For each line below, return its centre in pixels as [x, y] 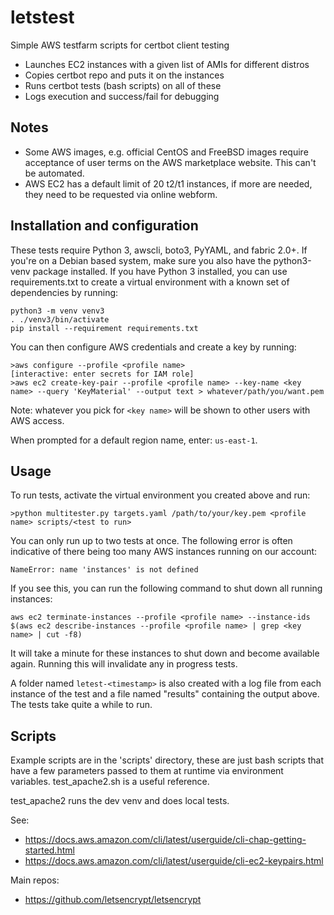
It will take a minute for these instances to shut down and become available [165, 653]
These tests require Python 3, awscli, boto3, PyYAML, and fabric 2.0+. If [159, 250]
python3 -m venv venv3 [57, 311]
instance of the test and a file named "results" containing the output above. [165, 694]
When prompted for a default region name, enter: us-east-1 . [134, 440]
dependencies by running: [64, 292]
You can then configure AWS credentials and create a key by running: [153, 347]
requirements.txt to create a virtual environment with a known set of [150, 282]
